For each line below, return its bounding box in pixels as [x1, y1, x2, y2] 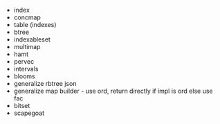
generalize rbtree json [13, 80, 77, 87]
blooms [13, 72, 36, 80]
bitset [13, 102, 30, 109]
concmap [13, 13, 42, 21]
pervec [13, 57, 35, 65]
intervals [13, 65, 39, 73]
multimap [13, 43, 41, 51]
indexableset [13, 35, 51, 44]
